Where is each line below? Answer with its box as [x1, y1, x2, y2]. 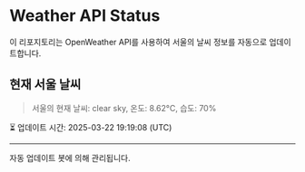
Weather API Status [9, 5, 161, 26]
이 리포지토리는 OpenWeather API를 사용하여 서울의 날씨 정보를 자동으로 [9, 36, 268, 47]
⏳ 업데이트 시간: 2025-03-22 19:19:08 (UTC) [9, 121, 172, 132]
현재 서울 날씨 [9, 77, 82, 92]
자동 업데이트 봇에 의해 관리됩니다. [9, 152, 131, 163]
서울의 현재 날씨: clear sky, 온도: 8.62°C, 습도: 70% [31, 102, 217, 113]
